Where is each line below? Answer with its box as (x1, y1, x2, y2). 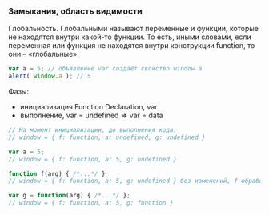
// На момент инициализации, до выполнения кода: (8, 126, 178, 134)
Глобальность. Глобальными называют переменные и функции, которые (8, 24, 259, 34)
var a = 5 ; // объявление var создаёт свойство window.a (8, 65, 203, 73)
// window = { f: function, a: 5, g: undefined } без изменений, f (8, 177, 239, 185)
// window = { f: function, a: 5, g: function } (8, 199, 174, 207)
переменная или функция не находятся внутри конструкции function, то (8, 41, 255, 50)
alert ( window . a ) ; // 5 (8, 72, 91, 81)
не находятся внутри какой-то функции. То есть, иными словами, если (8, 32, 251, 42)
